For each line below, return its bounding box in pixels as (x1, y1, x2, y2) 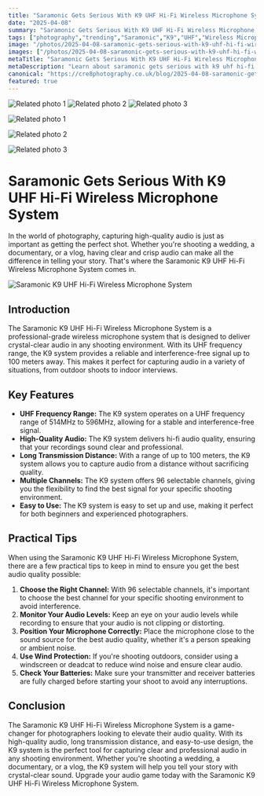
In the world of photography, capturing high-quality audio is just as (8, 231, 225, 240)
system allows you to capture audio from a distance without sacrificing (19, 459, 249, 468)
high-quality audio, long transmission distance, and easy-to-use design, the (8, 736, 254, 746)
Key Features (8, 388, 75, 402)
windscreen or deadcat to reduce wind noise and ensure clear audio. (19, 659, 244, 669)
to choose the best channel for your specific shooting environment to (19, 592, 244, 602)
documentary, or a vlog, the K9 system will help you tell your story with (8, 761, 238, 771)
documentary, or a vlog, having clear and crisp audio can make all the (8, 248, 234, 258)
